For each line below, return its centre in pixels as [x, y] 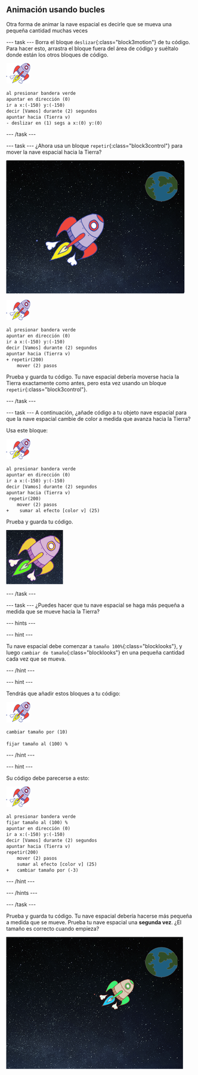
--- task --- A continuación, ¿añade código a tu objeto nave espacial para [96, 412]
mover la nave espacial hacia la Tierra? [54, 152]
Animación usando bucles [56, 10]
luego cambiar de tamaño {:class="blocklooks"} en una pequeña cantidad [95, 652]
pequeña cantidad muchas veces [47, 30]
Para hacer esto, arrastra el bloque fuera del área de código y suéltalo [92, 48]
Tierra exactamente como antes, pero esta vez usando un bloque [86, 383]
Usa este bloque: [27, 430]
